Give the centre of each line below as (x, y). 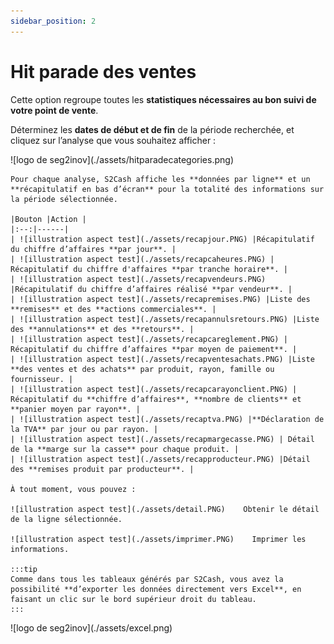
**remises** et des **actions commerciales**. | (113, 309)
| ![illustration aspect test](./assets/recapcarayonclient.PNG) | (154, 389)
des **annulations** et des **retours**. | (102, 329)
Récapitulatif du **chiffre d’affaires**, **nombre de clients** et (156, 399)
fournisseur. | (42, 379)
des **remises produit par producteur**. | (102, 469)
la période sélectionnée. (64, 199)
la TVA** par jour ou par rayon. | (84, 429)
